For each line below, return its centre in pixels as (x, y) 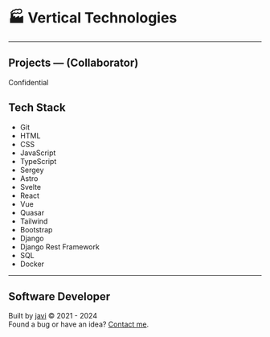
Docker (32, 264)
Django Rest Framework (60, 247)
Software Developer (59, 296)
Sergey (32, 170)
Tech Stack (37, 108)
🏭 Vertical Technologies (93, 18)
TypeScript (38, 161)
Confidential (29, 82)
